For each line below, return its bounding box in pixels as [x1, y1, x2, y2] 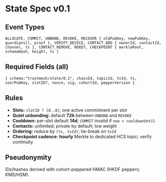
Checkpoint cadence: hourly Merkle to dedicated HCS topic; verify [12, 133, 152, 140]
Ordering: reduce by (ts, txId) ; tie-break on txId [12, 128, 117, 134]
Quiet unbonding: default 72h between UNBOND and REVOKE [12, 112, 132, 118]
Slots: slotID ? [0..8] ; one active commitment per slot [12, 107, 127, 113]
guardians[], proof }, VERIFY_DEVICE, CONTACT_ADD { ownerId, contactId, [5, 40, 162, 45]
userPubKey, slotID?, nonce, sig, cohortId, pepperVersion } [5, 80, 135, 85]
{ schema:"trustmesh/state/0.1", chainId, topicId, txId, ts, [5, 76, 137, 81]
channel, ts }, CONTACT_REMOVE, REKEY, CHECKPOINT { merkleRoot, [5, 45, 144, 50]
